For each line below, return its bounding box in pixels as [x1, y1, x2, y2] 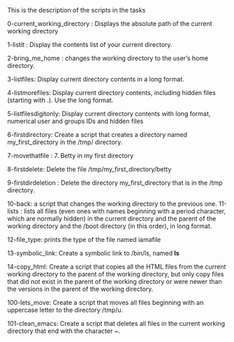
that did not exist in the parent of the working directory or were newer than [7, 278, 222, 285]
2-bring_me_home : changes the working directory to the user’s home [7, 54, 209, 62]
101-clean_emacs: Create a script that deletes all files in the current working [7, 320, 226, 327]
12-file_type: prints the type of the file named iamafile [7, 236, 161, 243]
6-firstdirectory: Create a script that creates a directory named [7, 131, 187, 138]
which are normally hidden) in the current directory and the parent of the [7, 215, 217, 222]
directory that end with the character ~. [7, 327, 121, 335]
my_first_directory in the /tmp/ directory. [7, 138, 123, 146]
